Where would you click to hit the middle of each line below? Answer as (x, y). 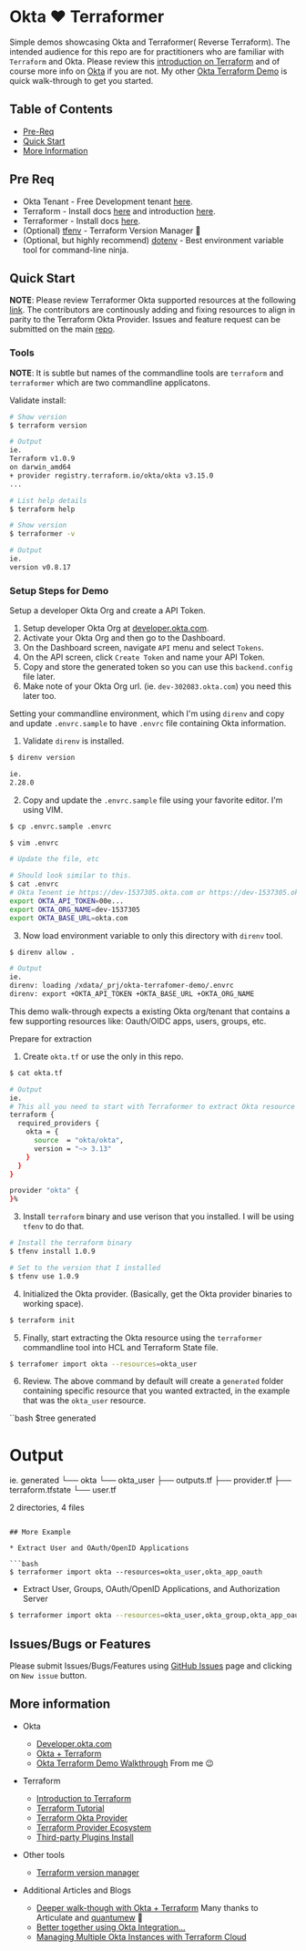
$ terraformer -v (42, 534)
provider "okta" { (44, 1191)
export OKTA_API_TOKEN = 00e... (67, 901)
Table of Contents (61, 110)
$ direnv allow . (42, 952)
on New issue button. (48, 1676)
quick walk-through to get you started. (82, 80)
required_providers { (59, 1124)
